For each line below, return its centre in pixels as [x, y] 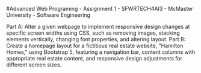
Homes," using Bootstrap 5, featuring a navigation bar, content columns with [101, 52]
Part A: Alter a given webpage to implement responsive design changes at [98, 27]
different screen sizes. [34, 65]
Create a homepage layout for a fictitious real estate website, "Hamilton [95, 45]
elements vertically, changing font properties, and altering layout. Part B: [96, 39]
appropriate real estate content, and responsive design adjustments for [94, 58]
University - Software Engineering [48, 15]
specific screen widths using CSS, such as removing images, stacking [93, 33]
